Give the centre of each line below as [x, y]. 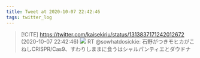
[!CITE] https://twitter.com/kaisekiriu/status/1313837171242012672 [102, 34]
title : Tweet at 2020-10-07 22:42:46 [53, 12]
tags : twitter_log [29, 17]
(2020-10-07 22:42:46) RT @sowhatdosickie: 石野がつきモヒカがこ [107, 41]
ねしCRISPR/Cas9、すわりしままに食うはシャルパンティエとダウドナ [106, 49]
